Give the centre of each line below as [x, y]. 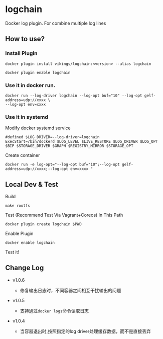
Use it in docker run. [30, 85]
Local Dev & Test [32, 184]
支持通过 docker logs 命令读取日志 [54, 311]
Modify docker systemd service [38, 128]
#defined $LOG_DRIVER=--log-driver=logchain [52, 137]
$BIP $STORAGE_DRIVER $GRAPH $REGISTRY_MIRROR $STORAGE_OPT [69, 146]
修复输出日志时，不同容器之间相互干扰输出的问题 [70, 290]
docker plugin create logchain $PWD [43, 224]
